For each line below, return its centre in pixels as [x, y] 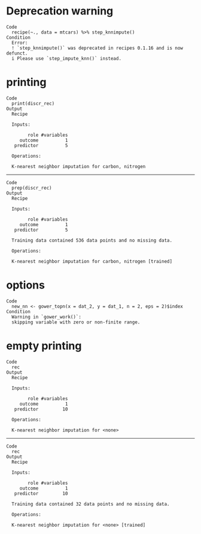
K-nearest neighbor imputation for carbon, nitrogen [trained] [92, 261]
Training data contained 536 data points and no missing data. [92, 240]
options [25, 285]
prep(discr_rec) [32, 188]
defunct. [17, 53]
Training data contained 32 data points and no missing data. [91, 504]
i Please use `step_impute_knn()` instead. [66, 58]
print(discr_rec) [33, 103]
